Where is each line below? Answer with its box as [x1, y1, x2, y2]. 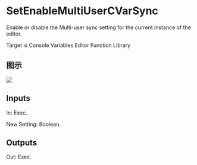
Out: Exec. [6, 153, 32, 161]
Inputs [6, 93, 31, 103]
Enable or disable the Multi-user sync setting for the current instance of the [6, 24, 192, 31]
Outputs [6, 138, 37, 148]
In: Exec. [6, 109, 27, 116]
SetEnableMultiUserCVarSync [6, 4, 159, 18]
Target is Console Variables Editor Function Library [6, 42, 131, 49]
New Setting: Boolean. [6, 120, 61, 128]
